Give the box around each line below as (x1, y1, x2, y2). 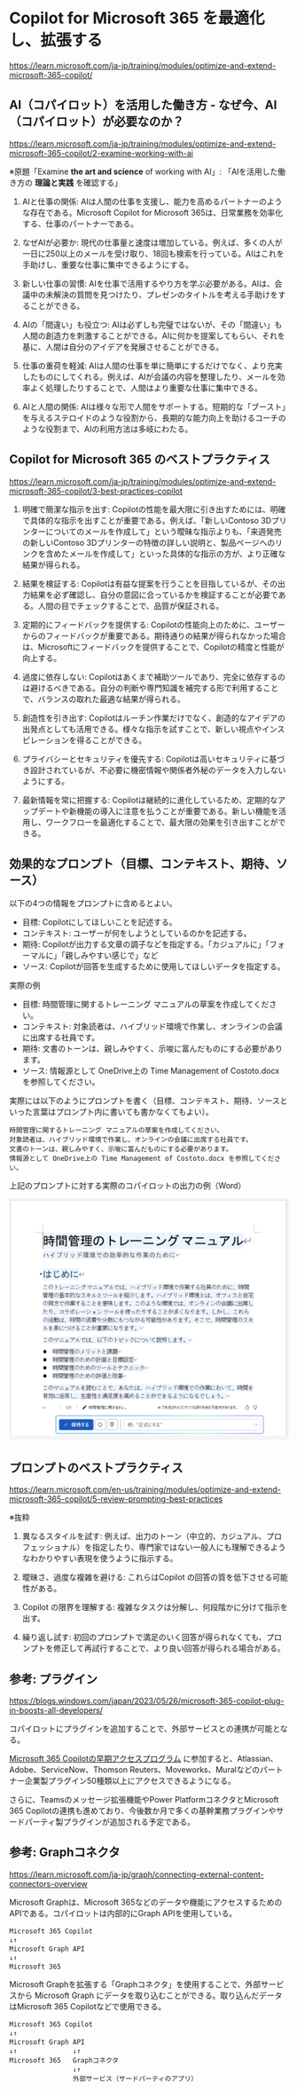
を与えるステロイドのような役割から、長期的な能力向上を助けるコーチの (21, 412, 286, 422)
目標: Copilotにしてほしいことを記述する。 (21, 917, 177, 927)
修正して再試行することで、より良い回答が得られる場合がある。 (52, 1643, 285, 1653)
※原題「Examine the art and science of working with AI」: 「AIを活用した (9, 166, 278, 177)
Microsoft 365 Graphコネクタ (9, 2055, 120, 2064)
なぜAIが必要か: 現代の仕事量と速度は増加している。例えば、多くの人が (21, 237, 283, 248)
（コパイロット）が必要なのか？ (9, 114, 184, 130)
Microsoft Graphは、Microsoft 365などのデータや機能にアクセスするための (9, 1897, 283, 1907)
